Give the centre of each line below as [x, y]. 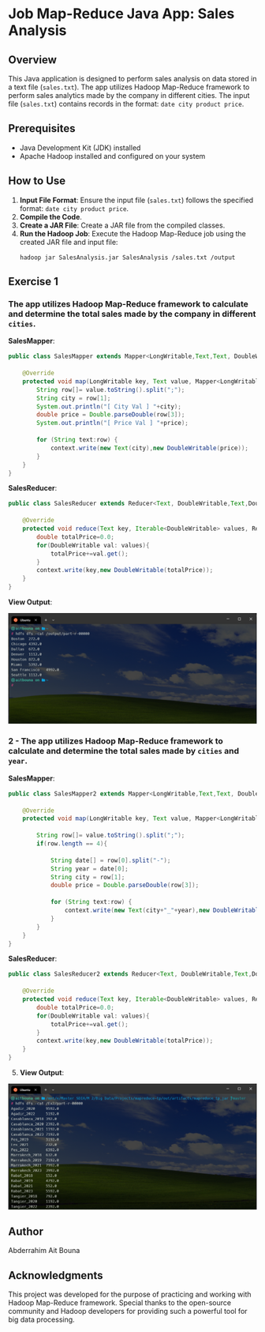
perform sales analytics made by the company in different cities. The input [129, 95]
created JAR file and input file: [69, 242]
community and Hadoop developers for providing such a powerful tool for [128, 1311]
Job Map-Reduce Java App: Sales [121, 14]
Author [26, 1231]
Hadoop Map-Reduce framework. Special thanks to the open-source [119, 1303]
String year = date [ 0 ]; [89, 869]
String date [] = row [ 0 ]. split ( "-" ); [110, 860]
